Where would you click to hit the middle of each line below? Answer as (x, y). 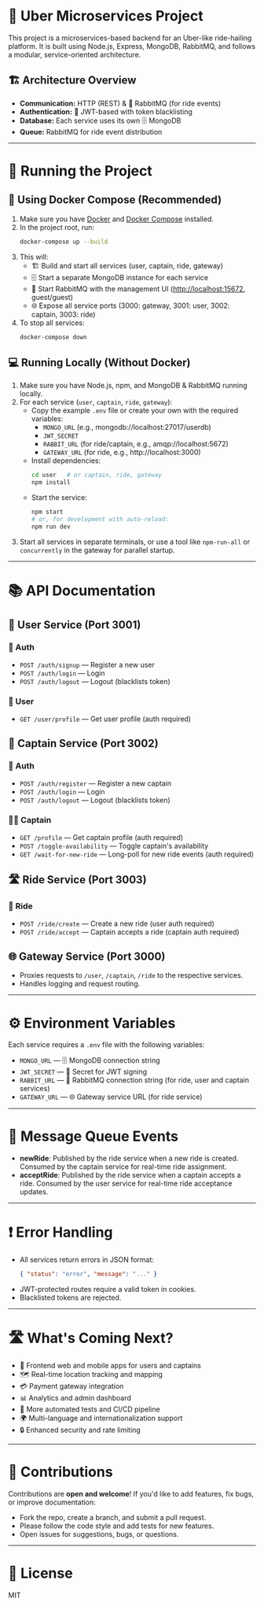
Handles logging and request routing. (80, 984)
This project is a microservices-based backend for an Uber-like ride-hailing (130, 38)
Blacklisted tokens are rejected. (70, 1297)
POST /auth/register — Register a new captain (95, 783)
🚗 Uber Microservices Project (106, 16)
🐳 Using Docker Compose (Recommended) (115, 200)
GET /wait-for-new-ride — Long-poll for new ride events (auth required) (136, 854)
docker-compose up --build (64, 242)
